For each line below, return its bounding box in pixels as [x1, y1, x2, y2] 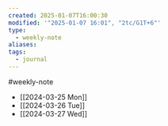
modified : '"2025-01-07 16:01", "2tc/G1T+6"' [8, 19, 161, 27]
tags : [8, 48, 26, 56]
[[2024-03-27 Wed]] [19, 109, 88, 118]
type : [8, 26, 26, 34]
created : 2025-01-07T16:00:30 [8, 11, 109, 20]
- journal [15, 56, 48, 64]
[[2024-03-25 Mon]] [19, 92, 87, 102]
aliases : [8, 41, 37, 49]
